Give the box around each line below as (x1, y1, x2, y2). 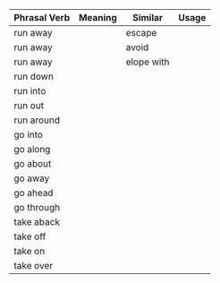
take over (13, 260, 54, 271)
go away (13, 172, 50, 184)
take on (13, 245, 46, 257)
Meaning (79, 12, 118, 23)
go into (13, 129, 43, 141)
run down (13, 71, 54, 82)
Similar (132, 12, 164, 23)
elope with (125, 56, 170, 68)
